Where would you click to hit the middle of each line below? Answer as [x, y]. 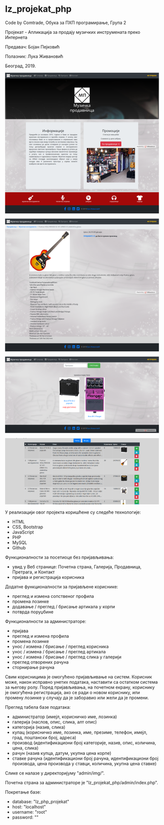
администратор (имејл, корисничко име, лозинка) [64, 717]
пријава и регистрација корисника [48, 577]
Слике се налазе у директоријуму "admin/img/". [55, 773]
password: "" [25, 817]
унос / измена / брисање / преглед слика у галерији [67, 657]
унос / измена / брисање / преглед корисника [60, 646]
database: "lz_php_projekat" [41, 802]
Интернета [16, 37]
